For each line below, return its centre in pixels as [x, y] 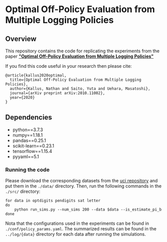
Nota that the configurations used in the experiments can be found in [77, 223]
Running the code [27, 170]
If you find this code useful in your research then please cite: [69, 66]
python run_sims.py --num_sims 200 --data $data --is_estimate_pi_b [88, 210]
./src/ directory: [23, 191]
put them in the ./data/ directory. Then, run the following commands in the [83, 186]
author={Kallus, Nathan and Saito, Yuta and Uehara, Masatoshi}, [80, 89]
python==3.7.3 [28, 130]
